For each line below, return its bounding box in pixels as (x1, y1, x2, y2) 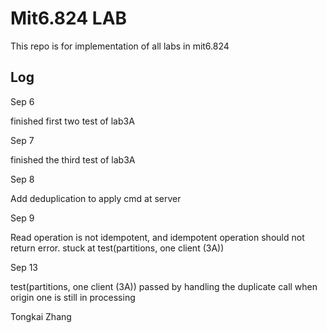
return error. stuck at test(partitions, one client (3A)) (10, 242, 225, 254)
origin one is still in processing (10, 291, 136, 303)
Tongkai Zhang (10, 310, 72, 322)
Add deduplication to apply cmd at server (10, 192, 182, 204)
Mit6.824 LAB (10, 7, 128, 30)
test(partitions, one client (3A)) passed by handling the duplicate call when (10, 280, 318, 292)
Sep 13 (10, 261, 38, 273)
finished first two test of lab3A (10, 115, 135, 127)
